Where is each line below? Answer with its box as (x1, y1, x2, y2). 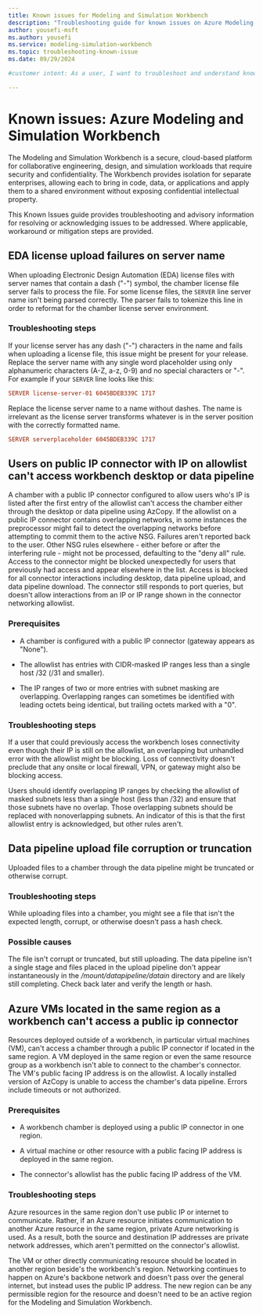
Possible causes (8, 936, 72, 947)
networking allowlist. (8, 598, 75, 608)
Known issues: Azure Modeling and (8, 110, 244, 128)
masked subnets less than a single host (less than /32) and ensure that (8, 794, 236, 803)
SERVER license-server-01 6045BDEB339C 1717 (8, 389, 156, 397)
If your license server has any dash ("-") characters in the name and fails (8, 341, 243, 350)
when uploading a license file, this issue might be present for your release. (8, 349, 249, 358)
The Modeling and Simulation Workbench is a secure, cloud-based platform (8, 152, 253, 162)
